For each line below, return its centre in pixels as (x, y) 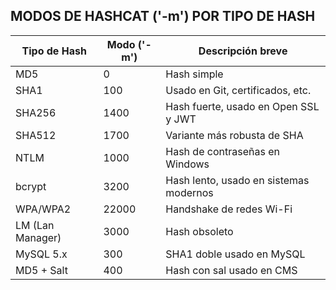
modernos (189, 192)
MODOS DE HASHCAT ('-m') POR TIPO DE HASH (163, 16)
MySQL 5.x (41, 254)
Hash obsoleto (199, 231)
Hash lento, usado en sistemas (237, 180)
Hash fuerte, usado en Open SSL (242, 106)
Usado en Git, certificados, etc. (238, 90)
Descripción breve (243, 51)
